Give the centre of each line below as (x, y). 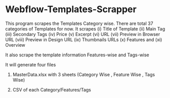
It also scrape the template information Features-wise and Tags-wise (77, 55)
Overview (15, 45)
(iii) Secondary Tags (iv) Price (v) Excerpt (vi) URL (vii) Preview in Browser (83, 34)
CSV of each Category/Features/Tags (52, 89)
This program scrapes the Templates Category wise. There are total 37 (79, 23)
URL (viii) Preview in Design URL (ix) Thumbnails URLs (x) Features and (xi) (84, 40)
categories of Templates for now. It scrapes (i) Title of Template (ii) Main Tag (85, 28)
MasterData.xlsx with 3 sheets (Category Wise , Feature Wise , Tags (84, 74)
